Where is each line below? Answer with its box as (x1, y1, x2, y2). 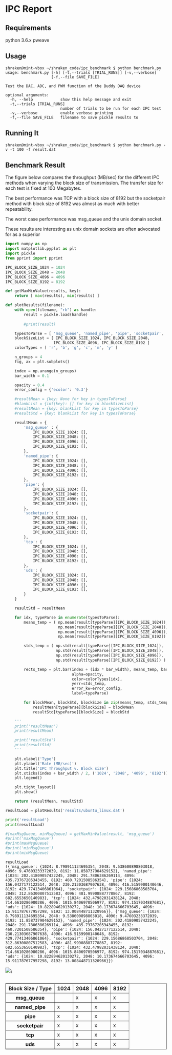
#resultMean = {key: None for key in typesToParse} (14, 396, 127, 402)
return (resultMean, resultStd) (14, 799, 83, 804)
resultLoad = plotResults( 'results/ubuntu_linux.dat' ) (5, 808, 125, 813)
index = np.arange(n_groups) (14, 368, 77, 373)
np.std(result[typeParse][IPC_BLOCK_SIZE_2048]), (55, 648, 164, 653)
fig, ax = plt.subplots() (14, 359, 70, 364)
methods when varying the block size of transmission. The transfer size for (5, 180, 164, 186)
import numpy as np (5, 242, 47, 247)
